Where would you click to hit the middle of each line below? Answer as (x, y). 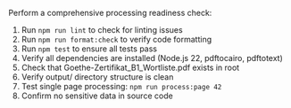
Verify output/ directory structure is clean (97, 77)
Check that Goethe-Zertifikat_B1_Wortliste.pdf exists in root (130, 67)
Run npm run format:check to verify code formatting (116, 39)
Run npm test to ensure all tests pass (89, 49)
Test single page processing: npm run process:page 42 (121, 86)
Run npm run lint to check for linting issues (102, 30)
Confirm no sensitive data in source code (97, 96)
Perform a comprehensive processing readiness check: (110, 13)
